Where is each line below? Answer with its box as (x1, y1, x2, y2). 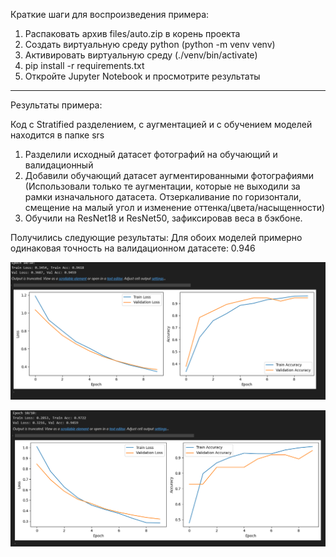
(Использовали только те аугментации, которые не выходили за (24, 180, 301, 192)
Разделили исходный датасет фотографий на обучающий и (24, 149, 278, 160)
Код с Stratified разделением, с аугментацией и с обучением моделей (10, 119, 313, 130)
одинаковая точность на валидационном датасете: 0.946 (10, 242, 256, 254)
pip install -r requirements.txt (24, 60, 145, 71)
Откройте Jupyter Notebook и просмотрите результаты (24, 70, 261, 82)
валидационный (24, 159, 94, 171)
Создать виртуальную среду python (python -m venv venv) (24, 39, 276, 50)
